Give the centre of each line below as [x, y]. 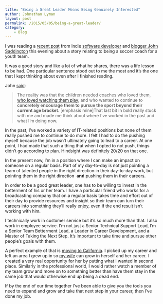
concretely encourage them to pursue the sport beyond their [80, 105]
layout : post [18, 18]
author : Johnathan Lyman [30, 14]
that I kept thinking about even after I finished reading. [59, 76]
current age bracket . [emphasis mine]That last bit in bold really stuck [87, 110]
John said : [16, 85]
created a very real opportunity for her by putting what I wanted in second [79, 261]
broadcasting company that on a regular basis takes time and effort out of [79, 196]
